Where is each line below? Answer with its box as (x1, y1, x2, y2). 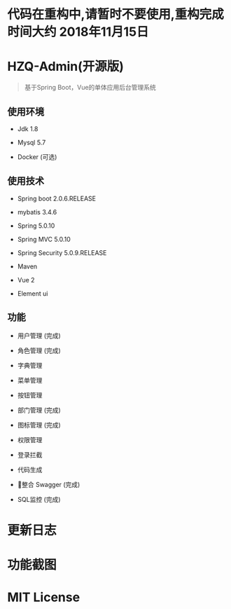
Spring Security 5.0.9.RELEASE (17, 248, 107, 256)
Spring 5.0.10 (17, 221, 55, 230)
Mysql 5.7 (17, 138, 46, 146)
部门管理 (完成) (17, 406, 61, 414)
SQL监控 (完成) (17, 495, 61, 503)
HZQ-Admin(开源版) (7, 59, 125, 74)
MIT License (7, 589, 80, 605)
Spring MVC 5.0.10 (17, 235, 71, 243)
